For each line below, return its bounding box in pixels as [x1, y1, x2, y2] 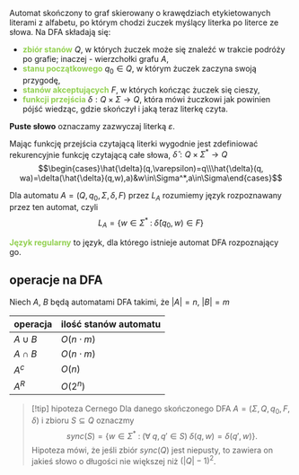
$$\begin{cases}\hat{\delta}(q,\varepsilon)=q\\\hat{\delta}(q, [38, 163, 264, 174]
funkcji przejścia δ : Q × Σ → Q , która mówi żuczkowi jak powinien [22, 93, 271, 104]
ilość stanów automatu [61, 318, 162, 330]
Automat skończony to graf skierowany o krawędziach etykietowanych [9, 8, 271, 18]
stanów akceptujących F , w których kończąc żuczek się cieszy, [22, 84, 260, 95]
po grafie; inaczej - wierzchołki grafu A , [22, 54, 169, 64]
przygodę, [22, 75, 61, 85]
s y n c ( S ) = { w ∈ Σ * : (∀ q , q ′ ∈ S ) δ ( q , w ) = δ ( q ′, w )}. [66, 428, 259, 441]
